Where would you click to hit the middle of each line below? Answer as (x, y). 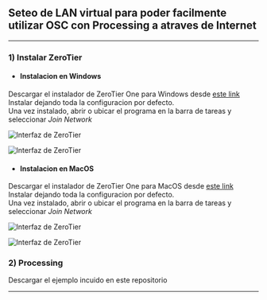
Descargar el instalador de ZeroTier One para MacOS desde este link (121, 186)
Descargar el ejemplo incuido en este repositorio (88, 280)
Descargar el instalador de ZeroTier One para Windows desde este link (124, 94)
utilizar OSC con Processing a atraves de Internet (132, 26)
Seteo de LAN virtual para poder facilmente (118, 13)
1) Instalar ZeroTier (45, 57)
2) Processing (36, 263)
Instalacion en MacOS (56, 168)
